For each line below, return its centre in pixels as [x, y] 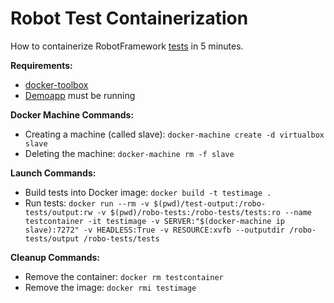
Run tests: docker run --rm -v [87, 203]
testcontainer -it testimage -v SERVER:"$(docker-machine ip [155, 221]
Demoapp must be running [80, 95]
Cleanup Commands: [55, 257]
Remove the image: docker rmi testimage [110, 287]
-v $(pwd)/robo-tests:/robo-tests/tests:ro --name [204, 212]
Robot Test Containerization [129, 18]
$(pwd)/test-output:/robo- [210, 203]
